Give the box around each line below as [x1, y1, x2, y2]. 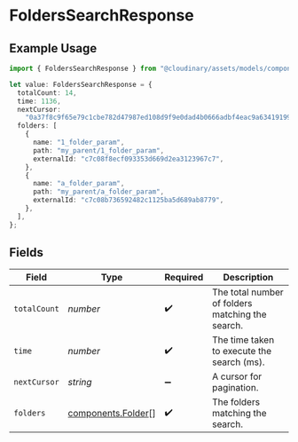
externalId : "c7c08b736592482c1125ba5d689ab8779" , [32, 196, 224, 205]
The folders [211, 396, 260, 408]
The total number [211, 286, 284, 298]
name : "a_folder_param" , [32, 179, 125, 188]
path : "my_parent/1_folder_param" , [32, 146, 165, 155]
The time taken [211, 334, 275, 346]
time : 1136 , [17, 97, 62, 106]
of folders [211, 297, 253, 310]
